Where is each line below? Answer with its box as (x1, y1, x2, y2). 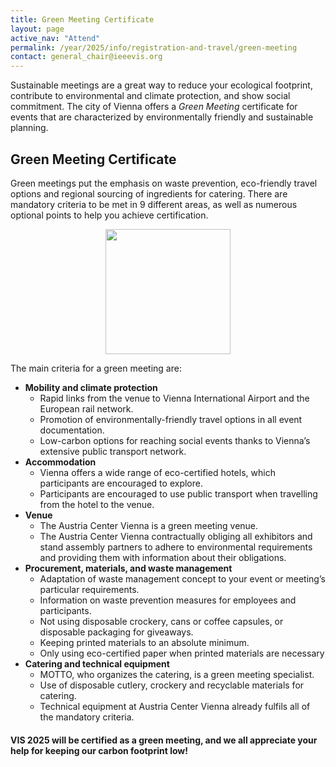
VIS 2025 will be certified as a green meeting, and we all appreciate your (10, 734, 318, 746)
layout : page (10, 24, 65, 34)
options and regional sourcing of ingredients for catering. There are (10, 187, 288, 200)
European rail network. (39, 402, 134, 415)
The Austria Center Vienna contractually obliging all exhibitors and (39, 530, 313, 542)
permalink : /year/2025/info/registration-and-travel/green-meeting (10, 42, 298, 53)
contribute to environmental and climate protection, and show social (10, 90, 291, 102)
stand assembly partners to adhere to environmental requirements (39, 541, 313, 553)
